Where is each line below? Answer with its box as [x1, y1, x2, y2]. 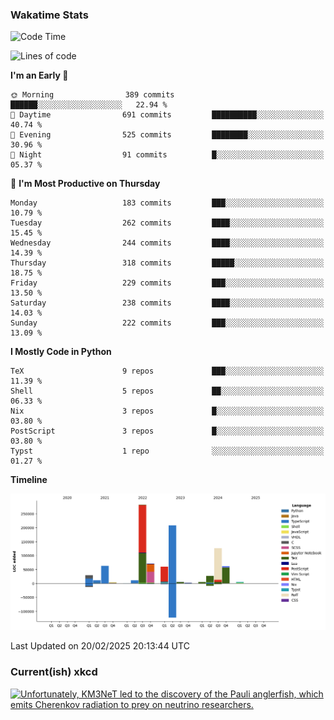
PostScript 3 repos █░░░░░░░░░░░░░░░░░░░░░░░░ [10, 426, 325, 437]
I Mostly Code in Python [10, 346, 112, 358]
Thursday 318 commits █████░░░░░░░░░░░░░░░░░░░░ [10, 258, 325, 268]
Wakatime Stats [10, 8, 89, 22]
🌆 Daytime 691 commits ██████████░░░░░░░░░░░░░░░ [10, 110, 325, 120]
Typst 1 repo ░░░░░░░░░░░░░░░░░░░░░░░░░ [10, 446, 325, 457]
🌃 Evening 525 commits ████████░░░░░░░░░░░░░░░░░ [10, 130, 325, 140]
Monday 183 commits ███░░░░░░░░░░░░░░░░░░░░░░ [10, 198, 325, 208]
